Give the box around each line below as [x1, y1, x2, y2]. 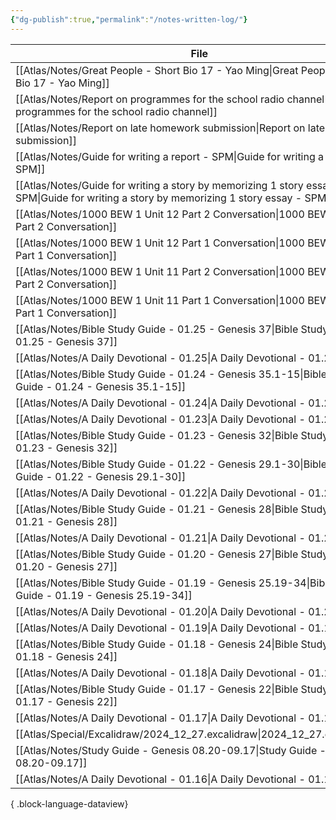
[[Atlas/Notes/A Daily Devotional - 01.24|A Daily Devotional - [15, 396, 306, 410]
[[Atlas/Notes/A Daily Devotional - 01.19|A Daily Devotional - [15, 621, 306, 635]
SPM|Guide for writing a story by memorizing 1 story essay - [15, 191, 303, 205]
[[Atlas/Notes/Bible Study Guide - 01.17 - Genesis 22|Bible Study [15, 682, 329, 696]
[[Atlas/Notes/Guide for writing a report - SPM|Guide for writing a [15, 149, 325, 163]
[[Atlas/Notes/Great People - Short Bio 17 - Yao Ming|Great [15, 63, 299, 77]
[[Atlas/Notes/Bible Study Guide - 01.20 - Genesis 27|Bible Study [15, 547, 329, 561]
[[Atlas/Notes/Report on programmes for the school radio [15, 92, 285, 106]
